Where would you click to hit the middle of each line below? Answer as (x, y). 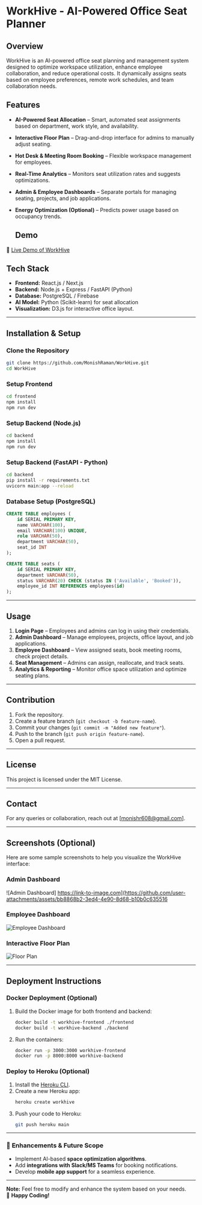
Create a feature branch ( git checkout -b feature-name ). (86, 721)
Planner (26, 24)
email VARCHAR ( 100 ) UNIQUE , (52, 531)
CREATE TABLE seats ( (33, 564)
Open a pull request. (40, 740)
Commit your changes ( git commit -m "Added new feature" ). (90, 727)
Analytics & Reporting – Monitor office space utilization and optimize (101, 669)
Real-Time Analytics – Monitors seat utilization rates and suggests (98, 173)
